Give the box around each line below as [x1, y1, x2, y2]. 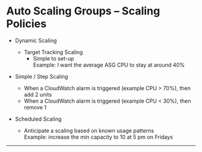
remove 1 [23, 103, 47, 111]
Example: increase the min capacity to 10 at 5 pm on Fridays [23, 133, 173, 141]
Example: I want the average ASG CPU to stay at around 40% [32, 61, 185, 68]
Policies [6, 17, 47, 31]
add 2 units [23, 91, 52, 98]
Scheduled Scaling [14, 115, 62, 123]
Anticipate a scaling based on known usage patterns [23, 127, 155, 134]
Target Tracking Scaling [23, 48, 83, 55]
